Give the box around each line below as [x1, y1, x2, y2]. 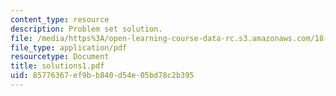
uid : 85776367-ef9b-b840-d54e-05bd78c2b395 [10, 71, 195, 81]
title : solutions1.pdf [10, 61, 105, 71]
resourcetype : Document [10, 52, 110, 62]
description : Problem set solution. [10, 24, 163, 34]
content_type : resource [10, 14, 110, 25]
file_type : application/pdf [10, 42, 128, 53]
